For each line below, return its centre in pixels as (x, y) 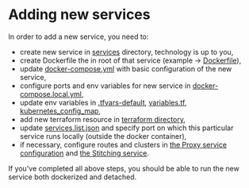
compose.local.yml (50, 94)
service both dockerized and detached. (73, 177)
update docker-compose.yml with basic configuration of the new (126, 68)
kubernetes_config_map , (60, 111)
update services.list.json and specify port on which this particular (126, 128)
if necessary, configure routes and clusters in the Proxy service (123, 144)
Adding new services (79, 15)
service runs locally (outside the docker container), (103, 136)
